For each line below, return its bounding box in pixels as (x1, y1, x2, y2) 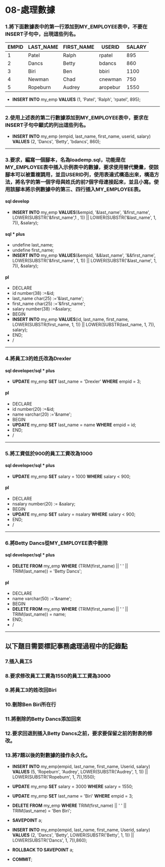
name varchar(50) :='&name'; (12, 596, 72, 602)
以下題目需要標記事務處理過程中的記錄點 (5, 642, 128, 650)
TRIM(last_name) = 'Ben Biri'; (12, 807, 72, 813)
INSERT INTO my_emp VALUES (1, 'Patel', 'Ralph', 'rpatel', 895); (12, 96, 141, 102)
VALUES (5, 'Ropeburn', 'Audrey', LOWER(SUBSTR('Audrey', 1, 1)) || (12, 769, 148, 774)
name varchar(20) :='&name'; (12, 411, 72, 417)
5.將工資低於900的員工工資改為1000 (5, 450, 93, 457)
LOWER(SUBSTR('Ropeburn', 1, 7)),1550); (12, 774, 96, 780)
